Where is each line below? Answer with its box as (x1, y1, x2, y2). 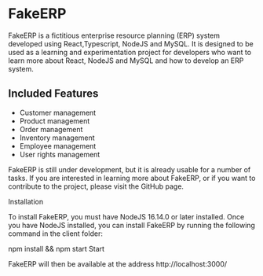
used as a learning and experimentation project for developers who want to (8, 47, 252, 57)
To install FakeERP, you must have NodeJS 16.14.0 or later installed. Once (8, 212, 245, 221)
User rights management (19, 149, 100, 159)
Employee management (19, 141, 97, 150)
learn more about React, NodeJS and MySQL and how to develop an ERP (8, 56, 244, 65)
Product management (19, 116, 90, 126)
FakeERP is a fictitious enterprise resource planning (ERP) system (8, 31, 221, 40)
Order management (19, 124, 83, 134)
